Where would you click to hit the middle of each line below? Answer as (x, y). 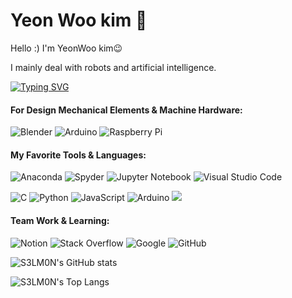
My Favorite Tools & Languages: (78, 155)
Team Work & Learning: (60, 220)
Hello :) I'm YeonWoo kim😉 (66, 48)
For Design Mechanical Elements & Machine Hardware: (126, 110)
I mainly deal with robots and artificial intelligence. (113, 67)
